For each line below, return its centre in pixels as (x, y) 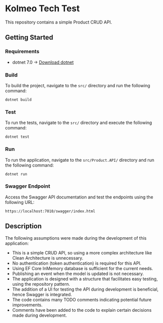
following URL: (20, 202)
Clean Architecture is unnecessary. (48, 258)
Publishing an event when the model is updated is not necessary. (78, 273)
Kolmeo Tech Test (42, 9)
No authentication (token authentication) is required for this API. (77, 263)
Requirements (22, 51)
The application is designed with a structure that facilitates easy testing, (85, 279)
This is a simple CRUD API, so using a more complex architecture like (82, 252)
